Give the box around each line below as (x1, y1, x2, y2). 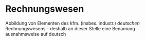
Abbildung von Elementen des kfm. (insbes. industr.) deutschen (5, 20, 140, 26)
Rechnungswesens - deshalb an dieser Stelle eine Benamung (5, 25, 135, 31)
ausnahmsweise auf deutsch (5, 31, 66, 37)
